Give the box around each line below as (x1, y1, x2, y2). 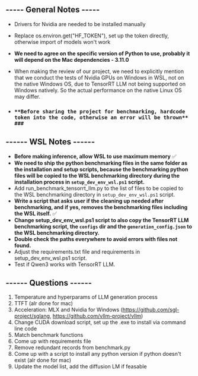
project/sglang (14, 312, 50, 320)
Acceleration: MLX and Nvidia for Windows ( (14, 306, 123, 314)
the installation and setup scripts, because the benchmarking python (14, 166, 189, 173)
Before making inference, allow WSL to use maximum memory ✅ (14, 153, 177, 160)
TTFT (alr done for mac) (14, 300, 74, 307)
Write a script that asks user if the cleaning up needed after (14, 197, 164, 204)
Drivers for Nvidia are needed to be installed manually (14, 20, 146, 27)
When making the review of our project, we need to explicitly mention (14, 68, 184, 75)
